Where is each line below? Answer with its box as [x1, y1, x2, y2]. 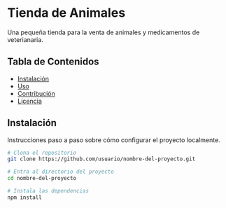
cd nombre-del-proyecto [7, 175, 77, 182]
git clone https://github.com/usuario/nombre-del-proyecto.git [7, 155, 196, 162]
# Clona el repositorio [7, 149, 77, 156]
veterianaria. [7, 35, 43, 43]
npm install [7, 194, 42, 201]
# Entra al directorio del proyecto [7, 168, 114, 176]
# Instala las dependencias [7, 188, 90, 195]
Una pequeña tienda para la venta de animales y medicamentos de [7, 28, 200, 36]
